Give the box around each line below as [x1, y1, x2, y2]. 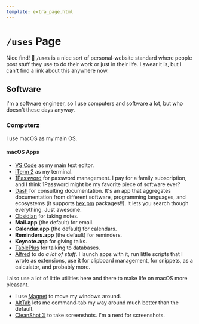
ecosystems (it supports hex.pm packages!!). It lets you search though [14, 199, 189, 206]
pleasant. [6, 281, 29, 288]
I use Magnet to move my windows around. [14, 292, 121, 300]
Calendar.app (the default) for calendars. [14, 225, 117, 232]
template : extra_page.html [6, 8, 74, 15]
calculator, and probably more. [14, 263, 91, 270]
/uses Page [6, 34, 62, 48]
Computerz [6, 121, 40, 129]
